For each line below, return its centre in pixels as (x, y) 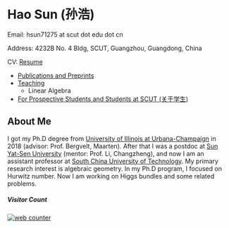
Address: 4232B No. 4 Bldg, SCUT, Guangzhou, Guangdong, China (105, 48)
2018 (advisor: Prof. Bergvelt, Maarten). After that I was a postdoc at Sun (113, 146)
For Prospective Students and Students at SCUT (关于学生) (103, 99)
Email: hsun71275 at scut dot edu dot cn (65, 34)
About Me (29, 122)
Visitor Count (27, 200)
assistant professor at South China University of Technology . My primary (113, 161)
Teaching (31, 83)
